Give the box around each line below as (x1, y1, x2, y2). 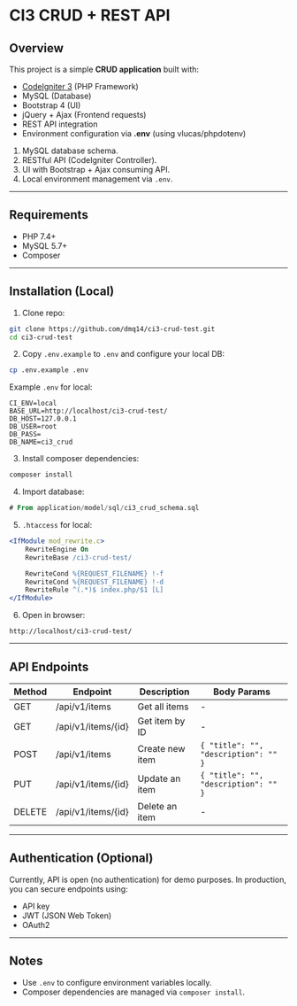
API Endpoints (9, 659, 89, 674)
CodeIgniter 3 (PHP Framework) (21, 81, 139, 91)
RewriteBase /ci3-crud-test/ (25, 553, 133, 562)
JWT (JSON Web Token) (21, 909, 112, 921)
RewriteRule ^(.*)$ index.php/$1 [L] (25, 585, 164, 594)
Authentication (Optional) (9, 851, 154, 866)
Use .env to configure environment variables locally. (21, 977, 212, 987)
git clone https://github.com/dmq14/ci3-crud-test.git (9, 324, 216, 333)
